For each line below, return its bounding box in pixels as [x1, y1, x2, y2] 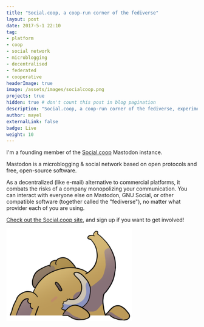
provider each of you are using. [6, 204, 85, 212]
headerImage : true [6, 80, 53, 86]
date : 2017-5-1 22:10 [6, 22, 61, 29]
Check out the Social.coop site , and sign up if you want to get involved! [6, 216, 185, 224]
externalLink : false [6, 118, 59, 124]
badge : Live [6, 125, 36, 131]
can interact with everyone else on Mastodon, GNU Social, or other [6, 192, 174, 199]
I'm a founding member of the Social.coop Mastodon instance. [6, 149, 163, 156]
